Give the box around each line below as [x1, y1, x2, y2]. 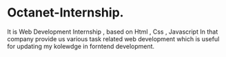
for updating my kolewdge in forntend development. [7, 42, 155, 50]
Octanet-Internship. [7, 5, 124, 21]
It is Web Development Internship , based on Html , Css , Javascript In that [7, 27, 218, 36]
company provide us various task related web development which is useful [7, 34, 220, 43]
